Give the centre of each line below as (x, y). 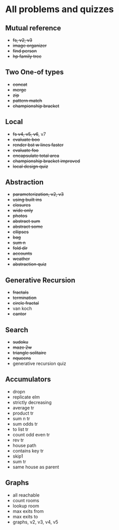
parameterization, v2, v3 (38, 194)
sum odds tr (25, 424)
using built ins (27, 200)
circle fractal (26, 303)
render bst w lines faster (38, 145)
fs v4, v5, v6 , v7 (29, 134)
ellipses (21, 232)
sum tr (19, 461)
